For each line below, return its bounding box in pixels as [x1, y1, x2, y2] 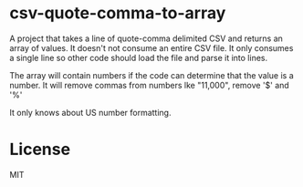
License [9, 140, 71, 160]
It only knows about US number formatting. [9, 107, 172, 118]
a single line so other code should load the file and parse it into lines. [9, 52, 267, 63]
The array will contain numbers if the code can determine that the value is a [9, 69, 294, 80]
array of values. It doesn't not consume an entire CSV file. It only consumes [9, 42, 294, 53]
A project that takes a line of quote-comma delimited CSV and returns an [9, 33, 283, 44]
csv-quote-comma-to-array [9, 3, 226, 24]
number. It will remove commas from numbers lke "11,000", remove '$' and [9, 79, 289, 90]
